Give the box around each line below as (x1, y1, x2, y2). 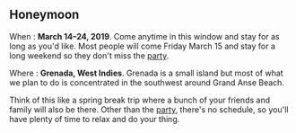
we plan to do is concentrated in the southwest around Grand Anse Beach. (9, 76, 285, 88)
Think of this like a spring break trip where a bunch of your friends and (9, 94, 271, 105)
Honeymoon (9, 7, 80, 22)
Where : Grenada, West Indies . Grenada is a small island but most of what (9, 67, 284, 78)
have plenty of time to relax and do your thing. (9, 113, 180, 124)
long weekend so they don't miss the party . (9, 49, 170, 61)
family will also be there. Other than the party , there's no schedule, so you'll (9, 103, 289, 115)
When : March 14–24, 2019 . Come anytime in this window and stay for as (9, 31, 280, 41)
